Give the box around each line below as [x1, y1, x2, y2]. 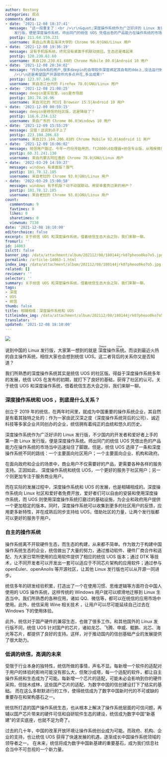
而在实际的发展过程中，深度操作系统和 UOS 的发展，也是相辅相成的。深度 [5, 484, 157, 490]
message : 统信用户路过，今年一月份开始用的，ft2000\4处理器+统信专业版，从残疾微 [9, 146, 161, 151]
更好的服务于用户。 [13, 515, 53, 521]
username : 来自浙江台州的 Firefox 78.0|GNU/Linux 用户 [9, 81, 119, 86]
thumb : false [5, 303, 32, 309]
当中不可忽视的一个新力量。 [9, 747, 66, 753]
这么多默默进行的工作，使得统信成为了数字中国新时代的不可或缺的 [23, 688, 159, 694]
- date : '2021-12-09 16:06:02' [5, 141, 70, 147]
